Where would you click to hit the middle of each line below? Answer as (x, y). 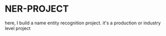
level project (18, 28)
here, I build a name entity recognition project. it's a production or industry (83, 23)
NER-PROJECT (37, 9)
